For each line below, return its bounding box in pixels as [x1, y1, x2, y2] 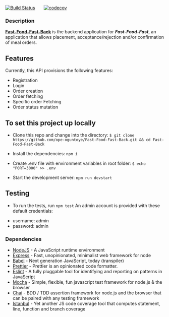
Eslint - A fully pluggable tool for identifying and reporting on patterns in [12, 269, 162, 275]
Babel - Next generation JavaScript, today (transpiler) [12, 258, 125, 264]
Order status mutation [12, 104, 59, 110]
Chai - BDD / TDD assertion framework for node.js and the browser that [12, 290, 161, 296]
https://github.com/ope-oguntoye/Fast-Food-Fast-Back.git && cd [12, 137, 151, 142]
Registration [12, 77, 38, 83]
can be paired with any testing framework [12, 295, 99, 301]
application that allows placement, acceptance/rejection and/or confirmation [5, 34, 164, 40]
